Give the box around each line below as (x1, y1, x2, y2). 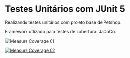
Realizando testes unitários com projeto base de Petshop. (5, 19, 122, 25)
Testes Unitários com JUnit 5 (5, 3, 125, 14)
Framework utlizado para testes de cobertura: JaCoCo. (5, 29, 116, 34)
